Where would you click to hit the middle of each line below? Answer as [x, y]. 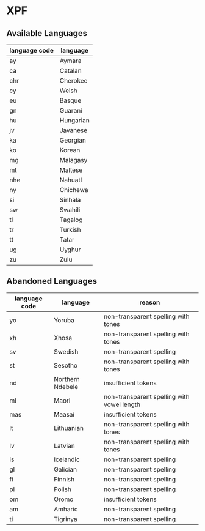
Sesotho [66, 365]
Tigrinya [66, 519]
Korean [70, 150]
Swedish [66, 351]
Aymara [70, 61]
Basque [70, 100]
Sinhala [70, 200]
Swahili [70, 210]
